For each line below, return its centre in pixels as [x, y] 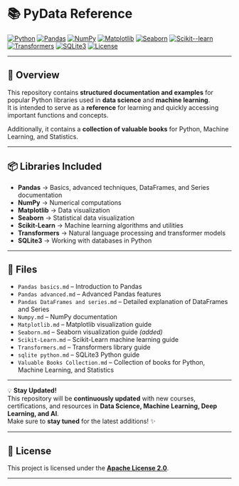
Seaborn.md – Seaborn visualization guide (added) [90, 332]
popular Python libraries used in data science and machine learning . [109, 100]
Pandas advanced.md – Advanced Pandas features [89, 294]
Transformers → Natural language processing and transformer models [122, 233]
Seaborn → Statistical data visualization [76, 218]
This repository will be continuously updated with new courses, [101, 399]
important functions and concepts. [58, 115]
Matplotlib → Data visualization [64, 210]
